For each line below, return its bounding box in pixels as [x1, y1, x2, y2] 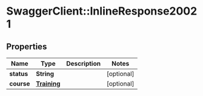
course [9, 80, 30, 87]
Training [36, 80, 61, 87]
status [9, 70, 28, 78]
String [36, 70, 55, 78]
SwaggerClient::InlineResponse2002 [6, 4, 198, 18]
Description [66, 60, 101, 67]
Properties [6, 41, 47, 52]
